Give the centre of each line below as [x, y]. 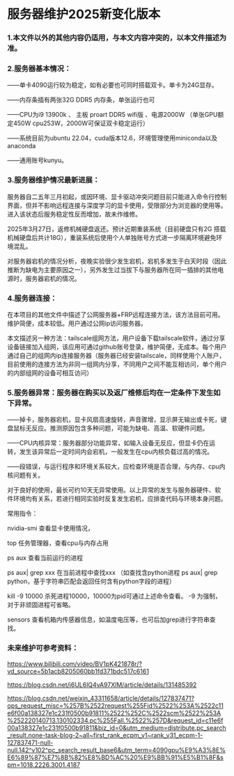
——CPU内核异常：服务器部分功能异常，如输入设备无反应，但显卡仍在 [108, 443]
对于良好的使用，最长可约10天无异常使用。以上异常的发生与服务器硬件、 [111, 490]
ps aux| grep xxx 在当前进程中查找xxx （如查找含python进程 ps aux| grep [112, 573]
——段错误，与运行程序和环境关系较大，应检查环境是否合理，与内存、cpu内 [116, 466]
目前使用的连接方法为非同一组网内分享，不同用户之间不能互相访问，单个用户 [117, 364]
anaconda [22, 146]
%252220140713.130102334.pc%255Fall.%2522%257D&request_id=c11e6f [115, 720]
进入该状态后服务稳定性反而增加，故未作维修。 [74, 214]
